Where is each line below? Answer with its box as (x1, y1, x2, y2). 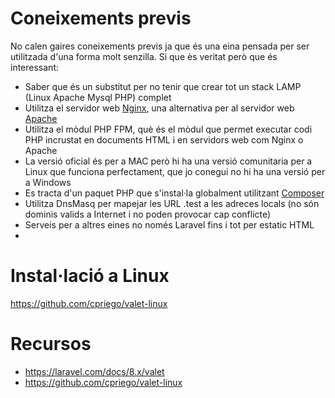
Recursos (10, 333, 92, 356)
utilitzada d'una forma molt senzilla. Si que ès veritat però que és (10, 50, 278, 62)
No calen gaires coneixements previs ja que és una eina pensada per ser (10, 40, 310, 52)
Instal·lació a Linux (10, 265, 170, 287)
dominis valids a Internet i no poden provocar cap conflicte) (24, 208, 272, 220)
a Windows (24, 176, 72, 188)
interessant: (10, 61, 59, 73)
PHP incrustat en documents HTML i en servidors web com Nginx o (24, 133, 304, 146)
